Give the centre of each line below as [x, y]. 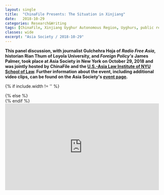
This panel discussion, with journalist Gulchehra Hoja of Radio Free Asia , [80, 51]
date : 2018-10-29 [25, 19]
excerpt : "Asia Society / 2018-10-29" [44, 37]
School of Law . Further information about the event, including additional [80, 71]
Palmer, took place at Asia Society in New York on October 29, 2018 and [79, 61]
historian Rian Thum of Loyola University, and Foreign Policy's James [77, 56]
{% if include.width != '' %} [32, 86]
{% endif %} [18, 101]
